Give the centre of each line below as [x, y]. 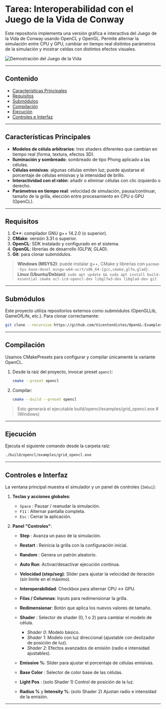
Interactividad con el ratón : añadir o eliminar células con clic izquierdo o [86, 180]
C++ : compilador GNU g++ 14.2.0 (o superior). [60, 234]
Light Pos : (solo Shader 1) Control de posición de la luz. [77, 682]
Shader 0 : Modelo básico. [53, 632]
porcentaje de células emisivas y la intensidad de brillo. [68, 175]
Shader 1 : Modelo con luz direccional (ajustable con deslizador [91, 637]
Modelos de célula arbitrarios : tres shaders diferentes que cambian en [85, 149]
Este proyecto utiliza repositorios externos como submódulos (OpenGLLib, [81, 311]
